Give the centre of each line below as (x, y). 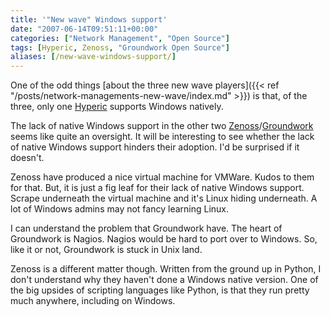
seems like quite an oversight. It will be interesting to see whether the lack (162, 137)
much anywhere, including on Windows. (93, 301)
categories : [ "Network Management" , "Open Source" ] (120, 38)
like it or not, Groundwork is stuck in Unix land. (106, 250)
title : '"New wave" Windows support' (89, 19)
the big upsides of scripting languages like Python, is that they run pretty (160, 290)
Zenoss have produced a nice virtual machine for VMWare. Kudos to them (162, 177)
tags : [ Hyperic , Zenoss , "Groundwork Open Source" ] (120, 47)
